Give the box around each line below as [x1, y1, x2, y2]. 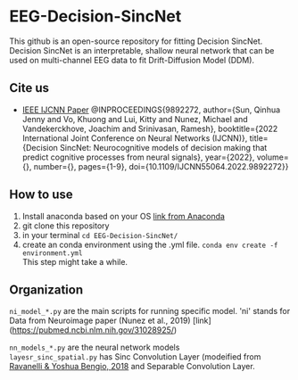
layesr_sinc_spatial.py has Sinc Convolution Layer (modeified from [9, 351, 261, 362]
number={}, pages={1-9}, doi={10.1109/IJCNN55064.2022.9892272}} [33, 161, 289, 171]
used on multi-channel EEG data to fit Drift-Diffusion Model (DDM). [9, 54, 255, 65]
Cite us [9, 80, 50, 95]
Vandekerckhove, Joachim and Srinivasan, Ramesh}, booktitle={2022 [21, 123, 278, 134]
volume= [256, 152, 289, 162]
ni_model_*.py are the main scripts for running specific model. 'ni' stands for [9, 306, 291, 317]
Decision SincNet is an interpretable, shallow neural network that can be [9, 45, 275, 55]
